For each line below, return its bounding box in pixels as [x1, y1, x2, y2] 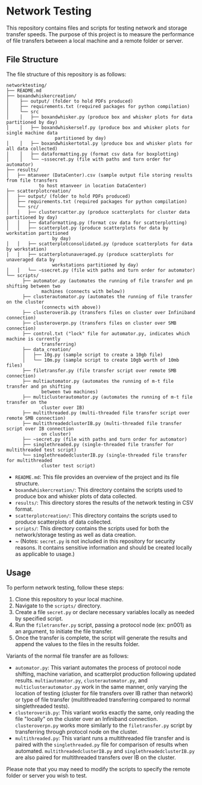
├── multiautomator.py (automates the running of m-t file [22, 378, 174, 384]
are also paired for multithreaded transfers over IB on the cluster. [14, 754, 176, 761]
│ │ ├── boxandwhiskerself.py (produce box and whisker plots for [6, 124, 190, 130]
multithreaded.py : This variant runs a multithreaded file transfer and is [14, 734, 190, 742]
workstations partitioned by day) [52, 261, 139, 268]
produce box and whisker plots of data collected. [14, 492, 137, 499]
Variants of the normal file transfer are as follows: [6, 652, 129, 659]
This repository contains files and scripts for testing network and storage [6, 24, 188, 31]
